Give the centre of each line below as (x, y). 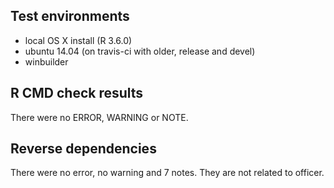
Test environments (70, 16)
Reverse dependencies (83, 149)
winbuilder (46, 61)
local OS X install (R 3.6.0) (78, 40)
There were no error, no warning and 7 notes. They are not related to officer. (167, 173)
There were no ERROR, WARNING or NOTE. (99, 117)
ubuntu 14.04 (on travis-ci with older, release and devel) (140, 51)
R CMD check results (77, 93)
